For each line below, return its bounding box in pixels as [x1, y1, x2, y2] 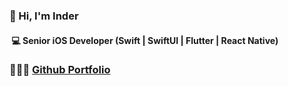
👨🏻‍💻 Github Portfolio [9, 63, 111, 77]
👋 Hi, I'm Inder [9, 9, 79, 23]
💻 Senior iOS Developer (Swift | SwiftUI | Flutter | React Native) [11, 34, 279, 46]
